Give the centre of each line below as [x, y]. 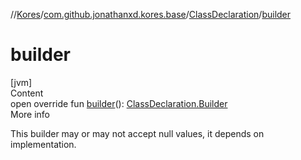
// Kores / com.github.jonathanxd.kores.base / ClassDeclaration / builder [151, 14]
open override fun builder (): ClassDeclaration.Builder [119, 103]
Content [27, 93]
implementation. [43, 144]
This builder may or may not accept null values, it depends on [137, 133]
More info [30, 114]
